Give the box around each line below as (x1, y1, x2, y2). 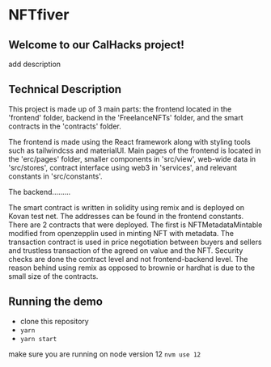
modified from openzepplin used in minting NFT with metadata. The (8, 228, 235, 238)
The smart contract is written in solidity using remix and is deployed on (8, 202, 245, 212)
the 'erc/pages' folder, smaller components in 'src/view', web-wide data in (8, 154, 256, 163)
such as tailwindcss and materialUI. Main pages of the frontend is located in (8, 146, 261, 155)
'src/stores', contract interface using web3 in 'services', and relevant (8, 162, 237, 172)
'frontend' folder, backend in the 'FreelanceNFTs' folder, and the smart (8, 112, 244, 122)
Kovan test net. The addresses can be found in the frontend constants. (8, 211, 244, 221)
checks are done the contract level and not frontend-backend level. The (8, 254, 248, 264)
